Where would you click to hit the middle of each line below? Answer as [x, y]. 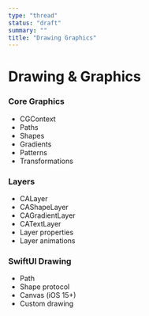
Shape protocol [45, 287]
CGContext [38, 119]
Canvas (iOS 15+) [48, 295]
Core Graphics [36, 101]
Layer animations [48, 241]
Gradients [35, 144]
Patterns [33, 152]
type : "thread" [33, 15]
